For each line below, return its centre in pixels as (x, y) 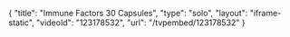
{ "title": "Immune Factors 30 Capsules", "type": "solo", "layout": (128, 13)
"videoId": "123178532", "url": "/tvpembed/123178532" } (141, 23)
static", (22, 23)
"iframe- (266, 13)
